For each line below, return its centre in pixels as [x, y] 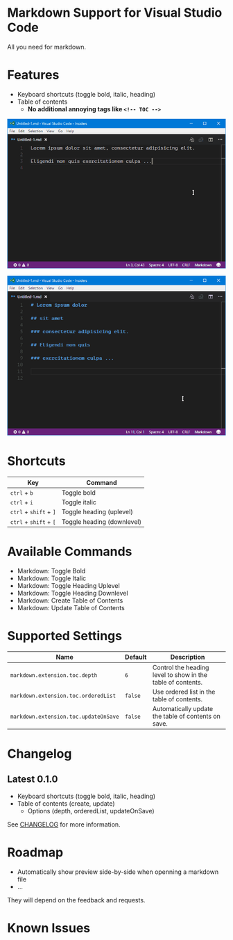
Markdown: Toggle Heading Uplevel [68, 586]
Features [33, 75]
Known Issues [49, 928]
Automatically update [183, 709]
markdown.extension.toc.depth [54, 675]
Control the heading [181, 667]
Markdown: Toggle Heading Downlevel [72, 594]
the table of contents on [186, 716]
